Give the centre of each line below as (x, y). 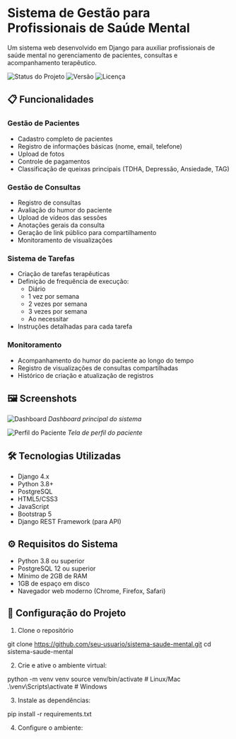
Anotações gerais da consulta (61, 225)
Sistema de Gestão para (79, 13)
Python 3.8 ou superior (51, 561)
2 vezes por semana (58, 304)
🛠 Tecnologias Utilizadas (64, 456)
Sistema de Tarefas (41, 258)
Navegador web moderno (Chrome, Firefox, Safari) (92, 591)
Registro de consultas (49, 202)
